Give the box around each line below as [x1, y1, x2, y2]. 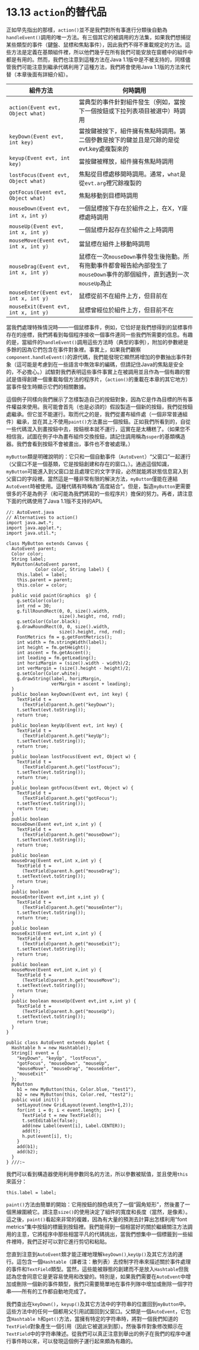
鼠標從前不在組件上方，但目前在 [79, 292, 168, 300]
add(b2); [17, 1149, 38, 1155]
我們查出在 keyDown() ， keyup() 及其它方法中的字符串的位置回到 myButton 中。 [6, 1300, 190, 1307]
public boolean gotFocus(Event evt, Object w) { [11, 785, 134, 791]
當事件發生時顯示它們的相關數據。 [6, 383, 89, 390]
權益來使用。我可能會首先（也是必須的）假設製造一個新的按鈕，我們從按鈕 [11, 403, 193, 410]
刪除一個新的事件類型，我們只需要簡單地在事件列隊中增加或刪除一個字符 [16, 1280, 193, 1287]
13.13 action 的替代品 [6, 5, 107, 19]
